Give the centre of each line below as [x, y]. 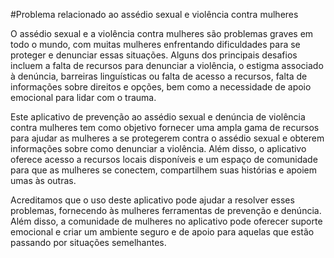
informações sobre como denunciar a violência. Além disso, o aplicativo [158, 148]
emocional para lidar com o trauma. [83, 97]
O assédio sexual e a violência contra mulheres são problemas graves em [162, 33]
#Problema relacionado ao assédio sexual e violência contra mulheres [154, 14]
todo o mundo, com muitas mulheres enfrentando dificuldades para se [155, 44]
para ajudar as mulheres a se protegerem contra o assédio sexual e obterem [167, 138]
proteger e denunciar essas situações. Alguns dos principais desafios [154, 55]
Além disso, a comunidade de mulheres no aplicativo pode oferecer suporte [166, 221]
